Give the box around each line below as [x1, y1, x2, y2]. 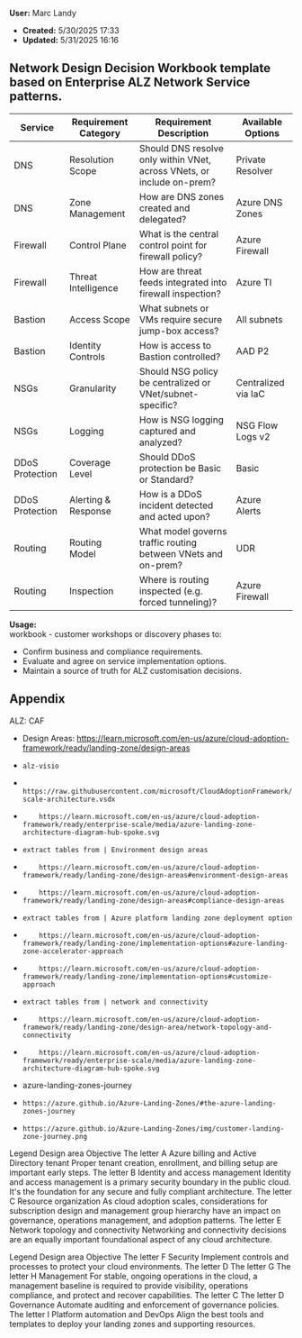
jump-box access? [138, 324, 219, 337]
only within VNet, [138, 153, 211, 166]
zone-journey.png [22, 1132, 88, 1141]
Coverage [68, 456, 111, 469]
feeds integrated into [138, 276, 227, 288]
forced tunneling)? [138, 596, 218, 608]
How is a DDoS [138, 487, 202, 500]
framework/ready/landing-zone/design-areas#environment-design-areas [22, 870, 289, 879]
